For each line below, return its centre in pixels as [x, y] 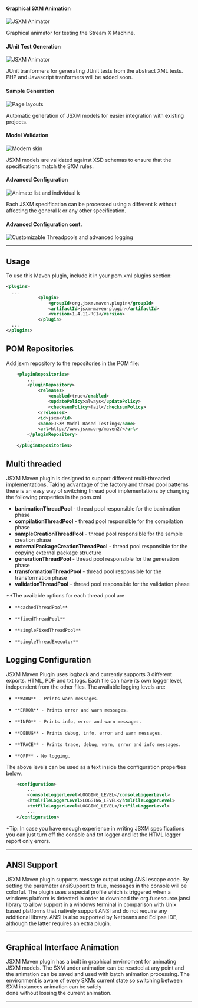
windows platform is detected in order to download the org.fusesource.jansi [98, 898]
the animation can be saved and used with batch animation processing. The [98, 974]
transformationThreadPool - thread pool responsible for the [88, 571]
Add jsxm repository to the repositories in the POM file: [73, 363]
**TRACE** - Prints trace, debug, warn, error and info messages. [98, 744]
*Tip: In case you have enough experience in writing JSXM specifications [95, 828]
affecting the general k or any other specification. [66, 211]
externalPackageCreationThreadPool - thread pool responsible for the [101, 546]
